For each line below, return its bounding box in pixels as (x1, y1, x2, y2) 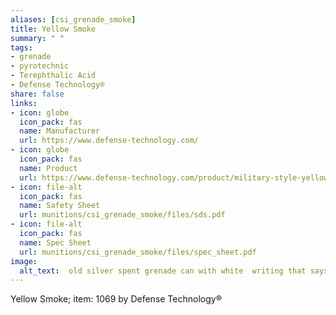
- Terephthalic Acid (10, 71, 97, 81)
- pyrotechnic (10, 61, 70, 71)
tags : (10, 42, 33, 53)
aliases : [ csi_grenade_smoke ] (10, 14, 137, 25)
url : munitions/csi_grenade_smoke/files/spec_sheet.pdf (19, 247, 257, 257)
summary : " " (10, 33, 65, 43)
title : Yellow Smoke (10, 24, 97, 34)
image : (10, 256, 38, 266)
